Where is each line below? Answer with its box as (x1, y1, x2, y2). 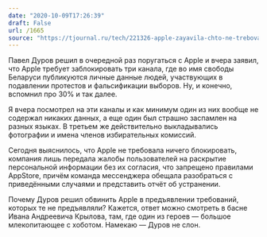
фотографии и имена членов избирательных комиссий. (8, 130, 197, 140)
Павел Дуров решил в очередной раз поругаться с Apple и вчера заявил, (8, 56, 259, 65)
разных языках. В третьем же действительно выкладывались (8, 122, 219, 131)
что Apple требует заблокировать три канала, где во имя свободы (8, 64, 234, 74)
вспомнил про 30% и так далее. (8, 89, 118, 99)
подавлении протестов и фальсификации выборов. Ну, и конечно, (8, 81, 233, 91)
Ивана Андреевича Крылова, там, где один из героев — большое (8, 212, 231, 221)
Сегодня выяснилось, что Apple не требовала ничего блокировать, (8, 146, 237, 155)
